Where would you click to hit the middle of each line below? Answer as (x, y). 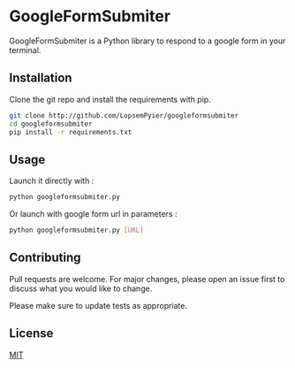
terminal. (25, 50)
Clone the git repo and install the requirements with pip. (110, 99)
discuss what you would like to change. (81, 288)
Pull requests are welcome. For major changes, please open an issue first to (147, 279)
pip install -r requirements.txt (71, 132)
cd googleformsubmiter (51, 124)
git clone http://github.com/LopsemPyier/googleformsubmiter (124, 115)
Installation (41, 78)
